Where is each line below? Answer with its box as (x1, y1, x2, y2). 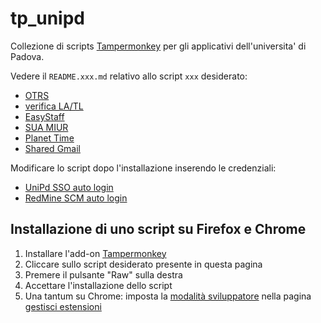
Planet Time (24, 132, 75, 144)
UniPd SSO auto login (24, 181, 114, 193)
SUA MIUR (24, 121, 69, 133)
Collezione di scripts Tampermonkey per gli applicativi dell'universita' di (10, 40, 307, 52)
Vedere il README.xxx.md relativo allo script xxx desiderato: (10, 70, 248, 82)
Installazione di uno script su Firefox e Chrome (10, 221, 307, 238)
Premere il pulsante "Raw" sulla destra (24, 268, 183, 281)
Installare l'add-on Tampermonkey (24, 247, 167, 259)
